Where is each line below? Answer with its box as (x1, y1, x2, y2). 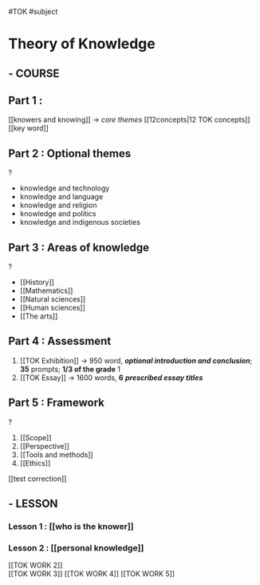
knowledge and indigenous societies (19, 218, 141, 227)
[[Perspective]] (19, 441, 70, 451)
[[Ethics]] (19, 458, 51, 467)
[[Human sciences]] (19, 303, 86, 313)
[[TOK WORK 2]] (8, 560, 63, 571)
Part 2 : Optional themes (8, 146, 132, 160)
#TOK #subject (8, 7, 58, 16)
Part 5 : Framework (8, 396, 105, 410)
